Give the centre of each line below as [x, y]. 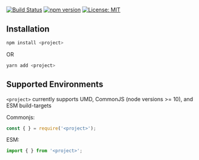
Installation [28, 29]
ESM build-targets [29, 105]
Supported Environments [55, 85]
